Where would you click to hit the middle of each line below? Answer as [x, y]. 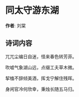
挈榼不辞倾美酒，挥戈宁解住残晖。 [41, 78]
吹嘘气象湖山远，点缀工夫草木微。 [41, 67]
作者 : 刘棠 [16, 26]
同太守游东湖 [32, 10]
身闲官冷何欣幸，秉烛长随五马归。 [41, 89]
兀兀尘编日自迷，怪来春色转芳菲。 [41, 56]
